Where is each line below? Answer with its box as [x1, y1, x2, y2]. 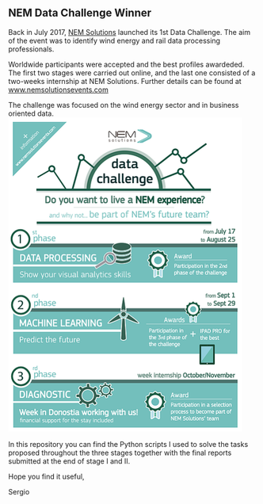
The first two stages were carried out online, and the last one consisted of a [8, 67, 256, 78]
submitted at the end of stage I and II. [8, 456, 131, 466]
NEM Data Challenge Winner [8, 6, 152, 20]
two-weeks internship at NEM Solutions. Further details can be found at [8, 76, 242, 86]
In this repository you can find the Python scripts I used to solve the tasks [8, 439, 249, 449]
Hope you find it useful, [8, 472, 85, 481]
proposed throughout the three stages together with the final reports [8, 448, 232, 457]
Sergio [8, 487, 30, 496]
